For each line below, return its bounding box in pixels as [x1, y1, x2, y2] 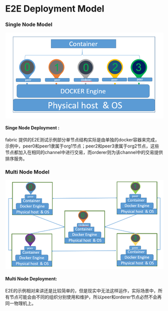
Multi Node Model [5, 168, 50, 175]
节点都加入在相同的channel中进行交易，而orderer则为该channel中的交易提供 [5, 149, 163, 155]
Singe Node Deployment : [5, 125, 60, 131]
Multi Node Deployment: [5, 276, 58, 282]
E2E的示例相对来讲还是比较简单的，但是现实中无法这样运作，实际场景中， [5, 288, 158, 294]
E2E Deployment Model [5, 3, 104, 15]
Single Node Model [5, 21, 53, 28]
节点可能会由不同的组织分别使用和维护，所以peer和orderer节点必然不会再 [9, 294, 162, 300]
